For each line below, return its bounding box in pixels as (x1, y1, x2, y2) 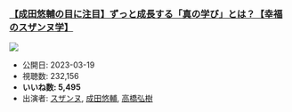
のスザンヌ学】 (9, 20, 74, 33)
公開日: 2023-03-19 (21, 60, 95, 70)
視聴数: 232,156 (21, 71, 79, 82)
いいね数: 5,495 (21, 82, 82, 92)
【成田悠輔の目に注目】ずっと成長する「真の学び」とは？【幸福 (9, 7, 283, 20)
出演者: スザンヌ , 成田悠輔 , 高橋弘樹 (21, 93, 153, 104)
